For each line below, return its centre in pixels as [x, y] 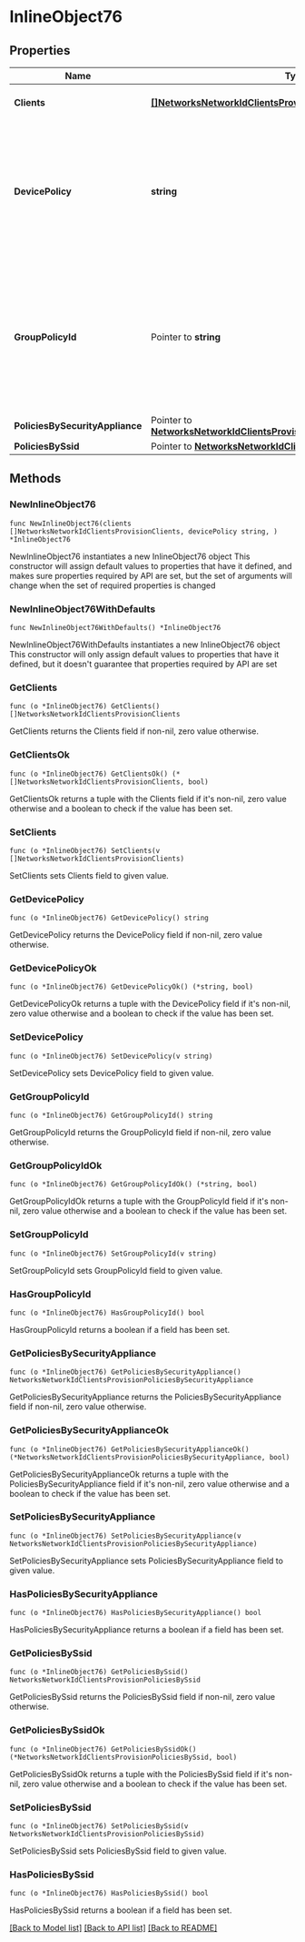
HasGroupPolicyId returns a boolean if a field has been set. [120, 1329]
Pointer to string [186, 337]
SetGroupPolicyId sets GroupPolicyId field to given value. [116, 1270]
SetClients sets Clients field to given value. [89, 875]
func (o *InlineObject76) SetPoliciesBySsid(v [99, 1826]
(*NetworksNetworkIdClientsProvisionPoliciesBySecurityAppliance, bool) [150, 1457]
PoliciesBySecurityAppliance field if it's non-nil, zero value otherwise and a [149, 1484]
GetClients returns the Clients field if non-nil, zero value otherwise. [134, 731]
